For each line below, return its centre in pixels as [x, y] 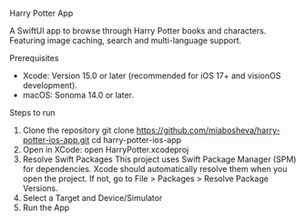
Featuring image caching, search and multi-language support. [126, 40]
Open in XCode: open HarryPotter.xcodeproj [106, 150]
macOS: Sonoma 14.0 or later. [78, 95]
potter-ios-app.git [56, 140]
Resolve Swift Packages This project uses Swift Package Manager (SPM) [159, 159]
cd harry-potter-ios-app [137, 140]
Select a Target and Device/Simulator [92, 198]
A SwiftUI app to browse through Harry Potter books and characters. [138, 30]
